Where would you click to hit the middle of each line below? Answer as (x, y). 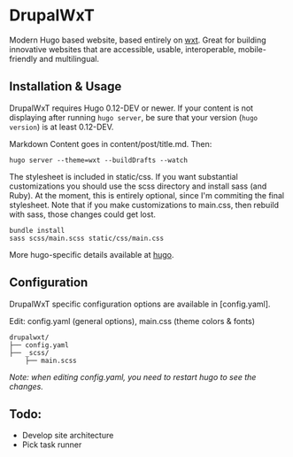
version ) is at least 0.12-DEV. (62, 127)
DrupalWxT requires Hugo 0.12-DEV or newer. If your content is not (131, 108)
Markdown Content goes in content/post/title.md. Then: (111, 143)
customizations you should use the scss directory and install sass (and (138, 186)
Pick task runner (52, 445)
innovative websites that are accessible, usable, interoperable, (123, 49)
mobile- (252, 49)
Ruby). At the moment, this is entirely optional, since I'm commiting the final (147, 195)
